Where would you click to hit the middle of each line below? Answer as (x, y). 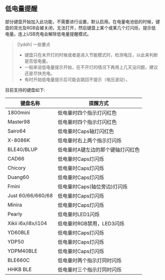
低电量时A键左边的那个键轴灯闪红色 (99, 150)
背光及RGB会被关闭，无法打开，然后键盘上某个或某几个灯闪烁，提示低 (85, 28)
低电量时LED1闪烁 (79, 214)
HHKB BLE (20, 269)
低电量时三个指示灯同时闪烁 (90, 270)
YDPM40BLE (23, 251)
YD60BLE (19, 232)
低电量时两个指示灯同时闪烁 (90, 260)
